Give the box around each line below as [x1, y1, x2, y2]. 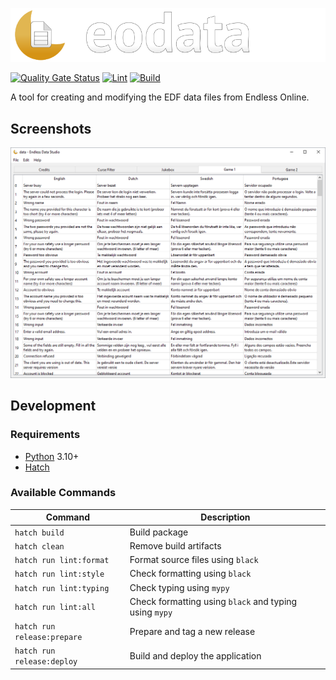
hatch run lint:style [14, 569, 105, 580]
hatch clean [14, 541, 65, 552]
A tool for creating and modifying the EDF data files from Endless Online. [10, 91, 310, 103]
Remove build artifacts [129, 539, 222, 552]
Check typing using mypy [129, 581, 230, 593]
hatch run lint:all [14, 603, 96, 613]
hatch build [14, 528, 65, 538]
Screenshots [10, 120, 92, 137]
